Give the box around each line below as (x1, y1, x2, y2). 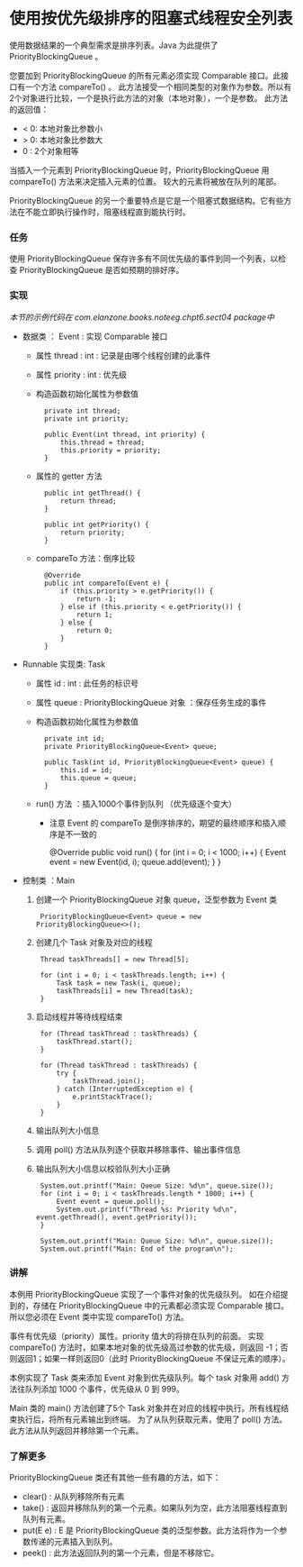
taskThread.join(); (72, 1076, 146, 1086)
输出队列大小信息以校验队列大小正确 (35, 1163, 171, 1174)
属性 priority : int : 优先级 (35, 369, 128, 379)
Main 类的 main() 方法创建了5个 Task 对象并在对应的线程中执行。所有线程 (9, 1402, 281, 1413)
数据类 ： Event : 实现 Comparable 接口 (22, 331, 168, 342)
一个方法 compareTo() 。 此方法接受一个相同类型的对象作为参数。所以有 (24, 81, 292, 92)
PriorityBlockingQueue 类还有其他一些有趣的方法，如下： (9, 1472, 222, 1483)
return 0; (76, 625, 113, 635)
